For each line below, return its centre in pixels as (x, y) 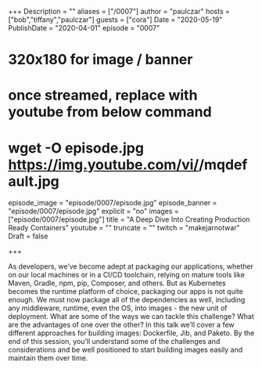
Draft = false (28, 236)
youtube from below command (110, 112)
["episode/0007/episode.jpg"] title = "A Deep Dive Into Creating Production (129, 219)
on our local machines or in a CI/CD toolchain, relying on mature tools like (126, 275)
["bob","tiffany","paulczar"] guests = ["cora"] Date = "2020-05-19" (115, 20)
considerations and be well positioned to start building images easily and (126, 350)
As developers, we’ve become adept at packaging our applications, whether (131, 266)
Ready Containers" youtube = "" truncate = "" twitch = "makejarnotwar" (124, 228)
